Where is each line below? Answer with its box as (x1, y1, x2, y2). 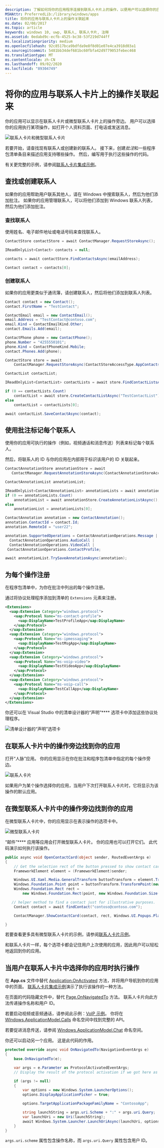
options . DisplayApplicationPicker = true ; (22, 1092, 110, 1097)
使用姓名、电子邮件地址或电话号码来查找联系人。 (5, 229, 103, 235)
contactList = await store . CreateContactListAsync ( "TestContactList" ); (14, 393, 162, 398)
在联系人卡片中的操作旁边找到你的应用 (5, 742, 120, 750)
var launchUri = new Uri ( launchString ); (22, 1114, 106, 1119)
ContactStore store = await (5, 358, 62, 362)
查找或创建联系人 (5, 177, 56, 186)
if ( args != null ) (14, 1079, 51, 1083)
